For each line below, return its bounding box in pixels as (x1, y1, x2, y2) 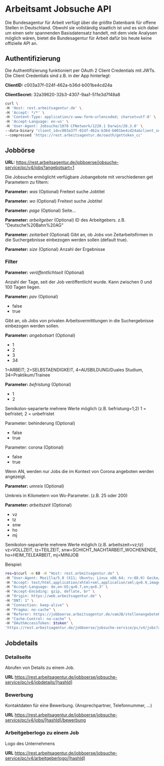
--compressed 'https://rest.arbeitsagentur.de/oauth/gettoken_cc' (5, 133, 143, 138)
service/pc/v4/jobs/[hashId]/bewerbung (5, 717, 86, 723)
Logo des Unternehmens (5, 741, 55, 746)
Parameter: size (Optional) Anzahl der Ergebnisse (5, 246, 105, 252)
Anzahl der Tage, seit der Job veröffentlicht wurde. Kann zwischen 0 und (5, 279, 152, 285)
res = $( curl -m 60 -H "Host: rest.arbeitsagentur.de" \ (5, 571, 119, 576)
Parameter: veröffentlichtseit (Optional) (5, 269, 84, 275)
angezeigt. (5, 474, 26, 479)
